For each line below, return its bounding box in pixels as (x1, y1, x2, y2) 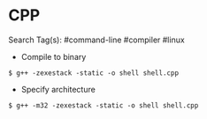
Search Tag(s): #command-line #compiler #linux (8, 34, 185, 45)
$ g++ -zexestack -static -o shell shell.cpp (8, 68, 179, 78)
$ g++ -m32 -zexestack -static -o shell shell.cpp (8, 100, 199, 110)
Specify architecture (20, 84, 96, 94)
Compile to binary (20, 51, 87, 62)
